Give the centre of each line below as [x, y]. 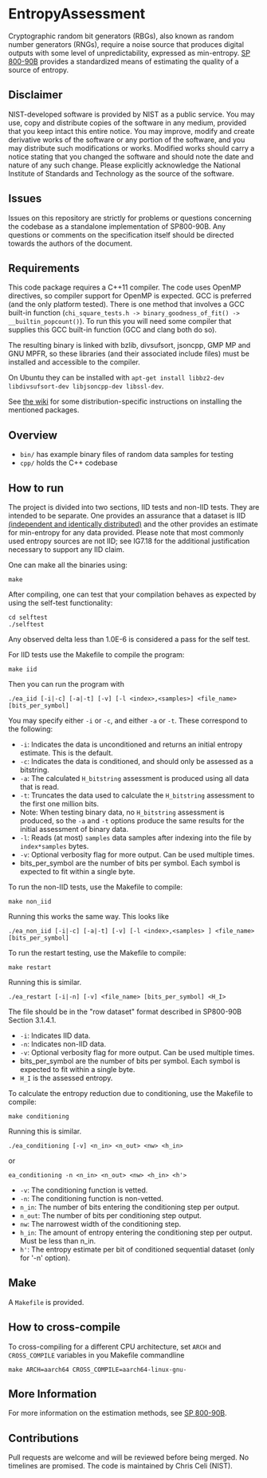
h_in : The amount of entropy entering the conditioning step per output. [136, 1232]
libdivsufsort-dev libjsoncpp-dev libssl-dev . [86, 386]
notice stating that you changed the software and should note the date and [131, 156]
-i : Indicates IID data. [55, 1035]
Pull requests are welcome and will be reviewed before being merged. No [129, 1457]
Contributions [43, 1438]
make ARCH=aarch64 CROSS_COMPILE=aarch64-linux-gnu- [98, 1370]
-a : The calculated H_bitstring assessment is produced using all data [134, 778]
